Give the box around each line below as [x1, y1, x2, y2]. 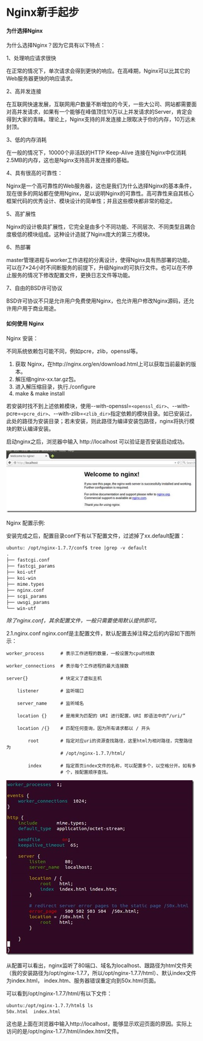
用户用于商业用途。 [11, 305, 59, 312]
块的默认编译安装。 [6, 425, 54, 432]
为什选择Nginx [6, 27, 43, 34]
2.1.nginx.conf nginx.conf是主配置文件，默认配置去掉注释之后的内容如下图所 [6, 630, 196, 637]
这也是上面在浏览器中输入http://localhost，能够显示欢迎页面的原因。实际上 [6, 1020, 192, 1027]
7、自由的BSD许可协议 [6, 284, 63, 292]
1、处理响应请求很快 [6, 54, 56, 62]
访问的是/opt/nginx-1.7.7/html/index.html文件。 [6, 1028, 123, 1035]
